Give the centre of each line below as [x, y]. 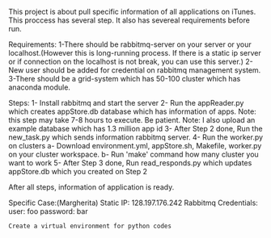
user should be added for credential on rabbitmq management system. [143, 70]
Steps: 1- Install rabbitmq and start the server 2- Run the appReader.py [126, 103]
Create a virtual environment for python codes [90, 226]
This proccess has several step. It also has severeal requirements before [129, 20]
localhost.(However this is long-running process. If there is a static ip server [135, 53]
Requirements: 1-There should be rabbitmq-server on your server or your [130, 44]
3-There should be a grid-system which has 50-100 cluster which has [125, 79]
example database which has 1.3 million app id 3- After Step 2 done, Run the [135, 129]
